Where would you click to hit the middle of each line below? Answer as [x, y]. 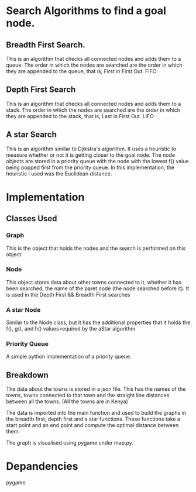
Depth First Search [41, 90]
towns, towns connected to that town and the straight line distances [88, 395]
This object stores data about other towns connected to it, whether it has [94, 282]
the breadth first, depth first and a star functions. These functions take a [93, 419]
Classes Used [32, 219]
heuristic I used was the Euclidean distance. [59, 173]
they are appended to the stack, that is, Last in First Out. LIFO [80, 116]
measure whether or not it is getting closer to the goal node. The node [91, 155]
